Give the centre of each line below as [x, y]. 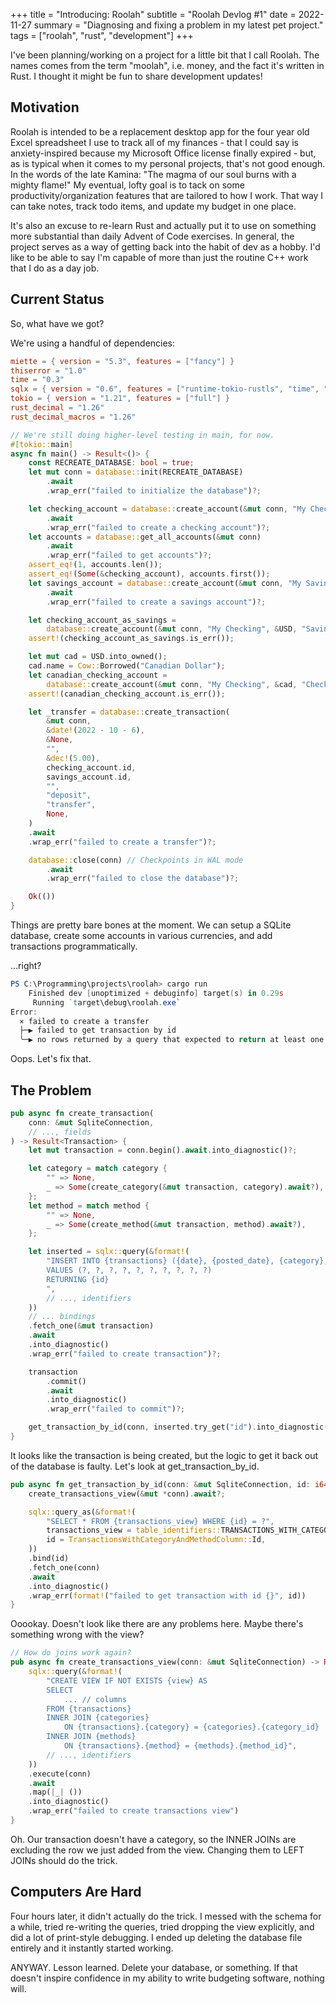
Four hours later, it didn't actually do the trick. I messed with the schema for [166, 1916]
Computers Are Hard [76, 1892]
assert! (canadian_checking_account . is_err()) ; [127, 694]
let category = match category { [98, 1169]
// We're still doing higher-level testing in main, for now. [142, 435]
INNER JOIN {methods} [91, 1737]
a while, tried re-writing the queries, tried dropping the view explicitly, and [162, 1926]
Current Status [57, 299]
